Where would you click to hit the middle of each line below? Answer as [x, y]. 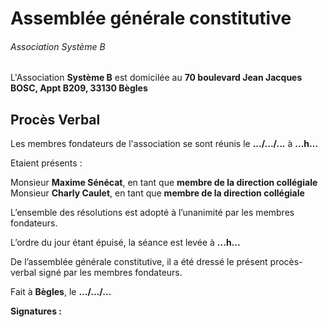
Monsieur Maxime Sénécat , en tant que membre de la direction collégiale [164, 183]
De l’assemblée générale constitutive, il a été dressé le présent [139, 262]
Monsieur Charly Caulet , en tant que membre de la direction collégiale [157, 193]
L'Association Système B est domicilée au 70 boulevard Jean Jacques [156, 78]
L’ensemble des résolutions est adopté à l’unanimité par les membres [152, 213]
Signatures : [36, 311]
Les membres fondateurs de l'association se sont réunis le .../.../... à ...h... [164, 144]
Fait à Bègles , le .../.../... [61, 292]
